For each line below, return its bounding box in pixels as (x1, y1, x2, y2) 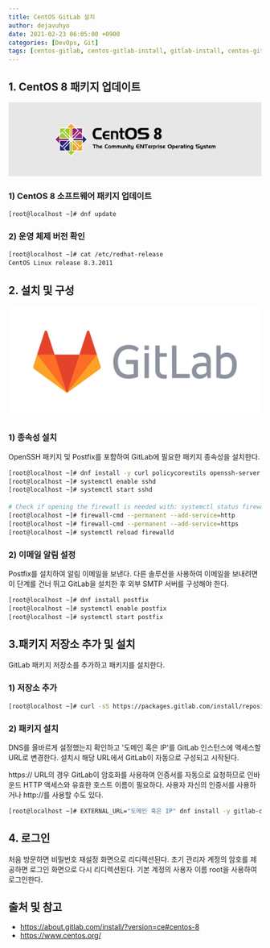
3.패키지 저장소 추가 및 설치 (8, 638, 136, 651)
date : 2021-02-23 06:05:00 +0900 (8, 30, 121, 38)
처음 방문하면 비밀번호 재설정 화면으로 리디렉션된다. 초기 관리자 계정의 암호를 (8, 854, 249, 864)
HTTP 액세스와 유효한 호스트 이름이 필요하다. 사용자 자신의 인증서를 (22, 780, 235, 789)
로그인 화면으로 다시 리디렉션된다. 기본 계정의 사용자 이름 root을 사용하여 (29, 864, 257, 874)
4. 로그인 (8, 831, 51, 846)
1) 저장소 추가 (8, 682, 58, 693)
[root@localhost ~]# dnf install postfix (8, 597, 149, 605)
